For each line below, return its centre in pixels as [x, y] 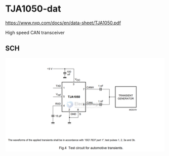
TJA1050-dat [33, 9]
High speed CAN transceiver [35, 32]
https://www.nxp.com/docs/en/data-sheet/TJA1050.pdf [63, 23]
